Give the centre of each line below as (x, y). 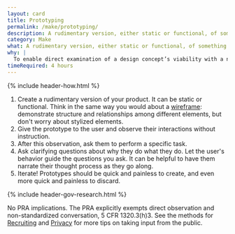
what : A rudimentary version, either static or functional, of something (117, 46)
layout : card (26, 14)
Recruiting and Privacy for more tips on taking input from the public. (105, 222)
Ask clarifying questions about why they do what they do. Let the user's (121, 151)
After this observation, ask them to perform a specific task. (102, 143)
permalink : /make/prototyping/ (53, 27)
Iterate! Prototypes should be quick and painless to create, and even (116, 173)
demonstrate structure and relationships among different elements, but (119, 114)
